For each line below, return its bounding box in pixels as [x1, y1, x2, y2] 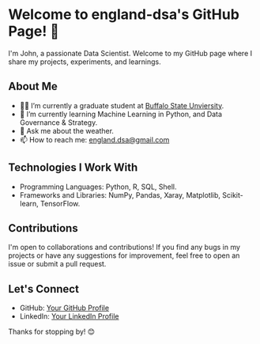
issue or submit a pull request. [8, 259, 107, 269]
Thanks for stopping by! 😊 [8, 327, 96, 337]
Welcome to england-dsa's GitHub [8, 6, 239, 24]
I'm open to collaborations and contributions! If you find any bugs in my [8, 243, 241, 252]
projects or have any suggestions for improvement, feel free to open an [8, 251, 240, 260]
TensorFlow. [40, 198, 81, 208]
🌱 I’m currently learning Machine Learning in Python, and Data [19, 109, 223, 119]
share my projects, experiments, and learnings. [8, 57, 162, 66]
